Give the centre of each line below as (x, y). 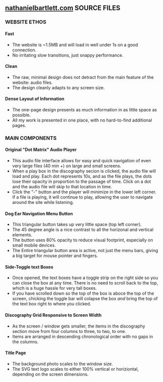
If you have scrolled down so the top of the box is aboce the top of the (83, 293)
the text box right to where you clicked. (52, 304)
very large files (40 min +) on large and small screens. (67, 166)
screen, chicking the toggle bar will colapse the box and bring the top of (85, 299)
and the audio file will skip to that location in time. (62, 187)
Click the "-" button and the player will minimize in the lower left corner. (84, 192)
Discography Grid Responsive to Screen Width (53, 315)
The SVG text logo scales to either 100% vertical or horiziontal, (75, 369)
